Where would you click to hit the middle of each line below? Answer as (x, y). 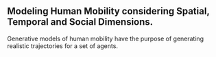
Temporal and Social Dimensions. (80, 22)
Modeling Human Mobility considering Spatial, (108, 11)
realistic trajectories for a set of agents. (63, 46)
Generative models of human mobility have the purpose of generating (106, 38)
